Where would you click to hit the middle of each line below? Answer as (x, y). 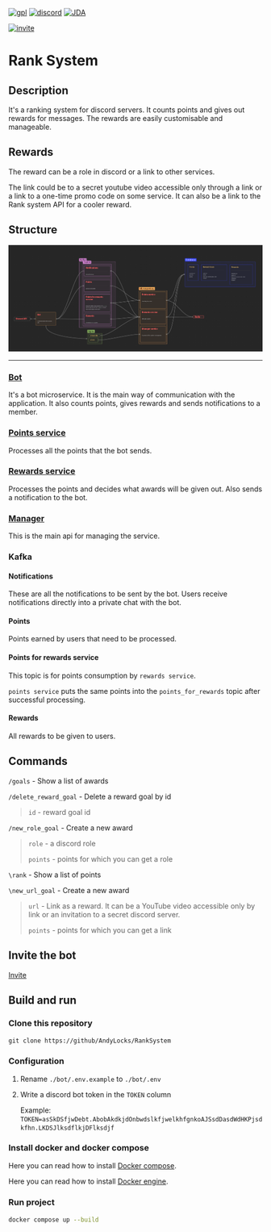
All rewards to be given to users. (62, 736)
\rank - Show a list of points (55, 875)
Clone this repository (50, 1023)
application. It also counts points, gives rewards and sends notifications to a (134, 403)
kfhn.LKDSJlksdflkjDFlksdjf (67, 1128)
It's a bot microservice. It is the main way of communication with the (122, 395)
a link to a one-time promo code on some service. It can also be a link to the (135, 196)
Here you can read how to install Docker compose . (93, 1165)
